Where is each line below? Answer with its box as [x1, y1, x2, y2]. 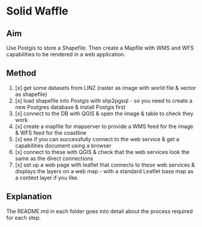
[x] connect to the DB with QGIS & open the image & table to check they [14, 110, 194, 117]
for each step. [6, 214, 41, 221]
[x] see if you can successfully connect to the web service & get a [14, 135, 180, 142]
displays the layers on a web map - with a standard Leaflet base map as [14, 167, 194, 174]
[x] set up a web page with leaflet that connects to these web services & [14, 161, 195, 168]
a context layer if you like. [14, 174, 80, 181]
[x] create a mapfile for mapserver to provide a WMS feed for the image [14, 123, 194, 130]
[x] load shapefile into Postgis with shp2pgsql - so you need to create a [14, 97, 193, 104]
